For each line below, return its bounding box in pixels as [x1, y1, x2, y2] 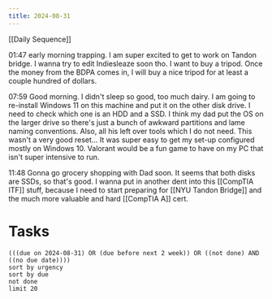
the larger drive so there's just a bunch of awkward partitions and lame [8, 117, 245, 127]
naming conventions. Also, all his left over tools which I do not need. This [8, 126, 253, 136]
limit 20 [8, 284, 38, 292]
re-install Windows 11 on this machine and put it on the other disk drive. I [8, 100, 251, 110]
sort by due [8, 270, 49, 279]
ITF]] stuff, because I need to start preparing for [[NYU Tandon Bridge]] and [8, 184, 262, 195]
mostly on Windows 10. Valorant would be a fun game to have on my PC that [8, 143, 264, 153]
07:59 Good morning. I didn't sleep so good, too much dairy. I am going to [8, 91, 256, 102]
